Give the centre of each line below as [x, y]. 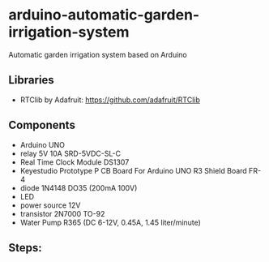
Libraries [31, 80]
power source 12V [50, 205]
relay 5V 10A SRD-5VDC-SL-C [70, 153]
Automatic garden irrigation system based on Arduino [98, 54]
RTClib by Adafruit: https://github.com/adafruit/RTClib [110, 100]
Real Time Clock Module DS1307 [75, 162]
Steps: [25, 248]
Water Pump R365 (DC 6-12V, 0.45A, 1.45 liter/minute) [110, 222]
